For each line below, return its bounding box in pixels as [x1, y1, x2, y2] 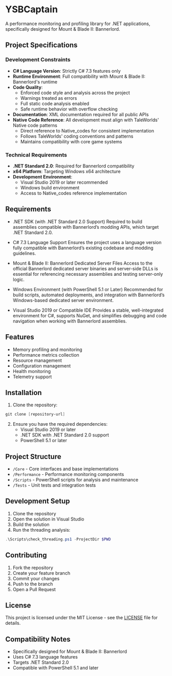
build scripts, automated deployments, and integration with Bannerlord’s [12, 292, 165, 298]
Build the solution [12, 521, 50, 528]
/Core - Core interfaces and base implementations [12, 466, 119, 472]
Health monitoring [12, 368, 51, 374]
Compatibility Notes [5, 635, 71, 643]
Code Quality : [12, 84, 43, 90]
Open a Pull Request [12, 586, 56, 592]
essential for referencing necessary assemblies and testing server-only [12, 271, 163, 277]
